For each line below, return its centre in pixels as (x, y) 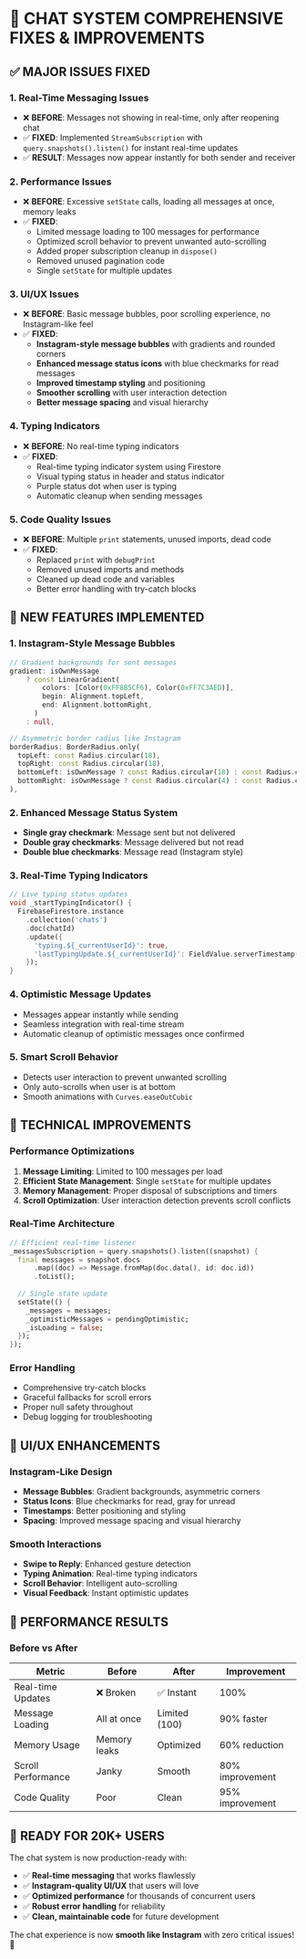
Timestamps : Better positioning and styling (104, 1511)
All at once (119, 1719)
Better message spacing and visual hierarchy (122, 403)
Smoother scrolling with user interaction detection (132, 393)
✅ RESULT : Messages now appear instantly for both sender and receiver (159, 157)
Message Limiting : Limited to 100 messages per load (122, 1171)
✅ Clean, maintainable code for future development (121, 1916)
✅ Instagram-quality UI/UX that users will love (111, 1885)
